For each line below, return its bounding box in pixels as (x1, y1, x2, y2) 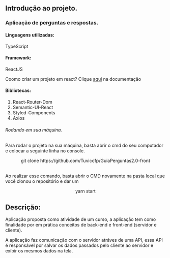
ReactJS (5, 66, 23, 72)
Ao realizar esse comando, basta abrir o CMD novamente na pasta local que (5, 173, 165, 179)
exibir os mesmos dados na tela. (5, 247, 73, 253)
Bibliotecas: (5, 87, 32, 93)
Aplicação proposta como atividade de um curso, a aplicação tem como (5, 216, 156, 222)
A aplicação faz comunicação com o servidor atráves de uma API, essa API (5, 237, 163, 243)
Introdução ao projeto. (5, 4, 78, 13)
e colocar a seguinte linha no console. (5, 148, 85, 154)
